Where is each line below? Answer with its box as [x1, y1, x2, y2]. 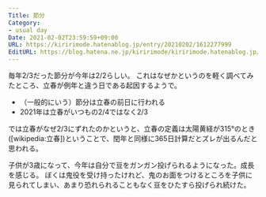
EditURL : [8, 48, 37, 56]
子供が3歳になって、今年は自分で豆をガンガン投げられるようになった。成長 [8, 161, 255, 169]
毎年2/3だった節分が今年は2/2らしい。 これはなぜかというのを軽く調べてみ [8, 71, 254, 80]
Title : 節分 [8, 11, 45, 20]
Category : [8, 19, 41, 27]
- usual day [8, 26, 47, 34]
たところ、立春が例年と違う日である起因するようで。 [8, 80, 182, 90]
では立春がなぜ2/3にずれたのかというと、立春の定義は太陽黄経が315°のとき [8, 124, 256, 133]
